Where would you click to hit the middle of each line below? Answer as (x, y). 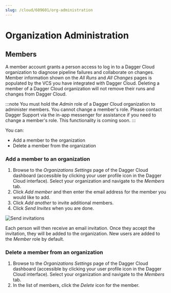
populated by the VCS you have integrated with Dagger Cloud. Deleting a (82, 83)
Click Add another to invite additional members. (63, 203)
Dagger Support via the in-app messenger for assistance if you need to (81, 115)
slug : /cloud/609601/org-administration (49, 10)
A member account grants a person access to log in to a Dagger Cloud (80, 67)
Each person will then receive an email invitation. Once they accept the (80, 228)
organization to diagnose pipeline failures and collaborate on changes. (80, 72)
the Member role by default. (35, 239)
